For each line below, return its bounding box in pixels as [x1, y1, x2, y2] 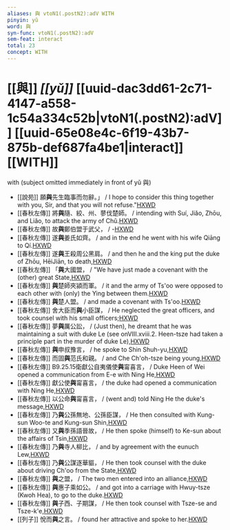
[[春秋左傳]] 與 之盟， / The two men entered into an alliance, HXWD [17, 474, 208, 482]
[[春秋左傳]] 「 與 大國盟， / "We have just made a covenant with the [17, 265, 209, 274]
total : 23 [7, 42, 36, 49]
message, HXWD [17, 402, 64, 410]
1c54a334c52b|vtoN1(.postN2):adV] [7, 111, 222, 126]
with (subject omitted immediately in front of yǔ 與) [7, 178, 151, 187]
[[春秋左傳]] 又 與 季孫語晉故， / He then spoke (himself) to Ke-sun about [17, 426, 222, 435]
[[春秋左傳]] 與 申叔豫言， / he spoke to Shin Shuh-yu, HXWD [17, 345, 188, 353]
